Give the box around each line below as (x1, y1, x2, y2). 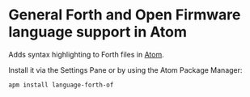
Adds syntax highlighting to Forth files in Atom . (8, 49, 164, 59)
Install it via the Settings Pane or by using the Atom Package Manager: (8, 65, 243, 74)
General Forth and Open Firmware (8, 6, 241, 24)
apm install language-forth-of (8, 81, 114, 89)
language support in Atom (8, 23, 188, 41)
